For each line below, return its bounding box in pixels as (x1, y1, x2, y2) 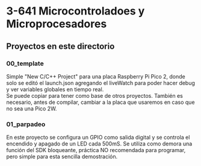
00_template (6, 59, 44, 68)
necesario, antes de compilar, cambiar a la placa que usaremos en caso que (6, 98, 195, 106)
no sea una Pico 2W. (6, 104, 57, 112)
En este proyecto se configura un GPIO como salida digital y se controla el (6, 134, 190, 141)
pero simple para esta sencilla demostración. (6, 153, 118, 161)
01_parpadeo (6, 120, 46, 128)
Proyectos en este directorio (6, 41, 115, 51)
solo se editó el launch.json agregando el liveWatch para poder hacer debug (6, 79, 196, 86)
